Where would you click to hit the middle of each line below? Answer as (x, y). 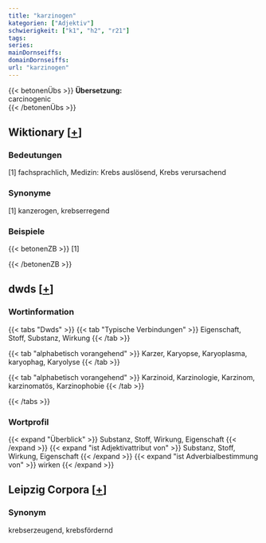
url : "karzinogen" (39, 68)
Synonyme (30, 193)
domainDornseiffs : (39, 61)
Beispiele (27, 231)
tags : (17, 38)
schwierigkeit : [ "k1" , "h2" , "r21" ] (69, 30)
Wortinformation (41, 312)
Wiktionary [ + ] (45, 133)
